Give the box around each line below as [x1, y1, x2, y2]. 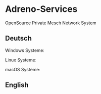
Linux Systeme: [5, 57, 37, 63]
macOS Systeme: [5, 66, 41, 72]
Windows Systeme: [5, 47, 45, 53]
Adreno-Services [5, 3, 78, 15]
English [5, 81, 29, 90]
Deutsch [5, 34, 32, 43]
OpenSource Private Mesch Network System [5, 20, 97, 26]
